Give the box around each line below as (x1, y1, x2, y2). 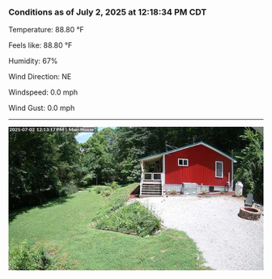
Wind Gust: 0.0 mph (8, 104, 75, 113)
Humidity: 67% (8, 56, 58, 66)
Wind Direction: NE (8, 72, 72, 82)
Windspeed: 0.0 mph (8, 87, 79, 97)
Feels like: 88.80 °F (8, 40, 73, 50)
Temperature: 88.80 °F (8, 25, 85, 35)
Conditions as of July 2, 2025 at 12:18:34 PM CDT (8, 6, 207, 18)
